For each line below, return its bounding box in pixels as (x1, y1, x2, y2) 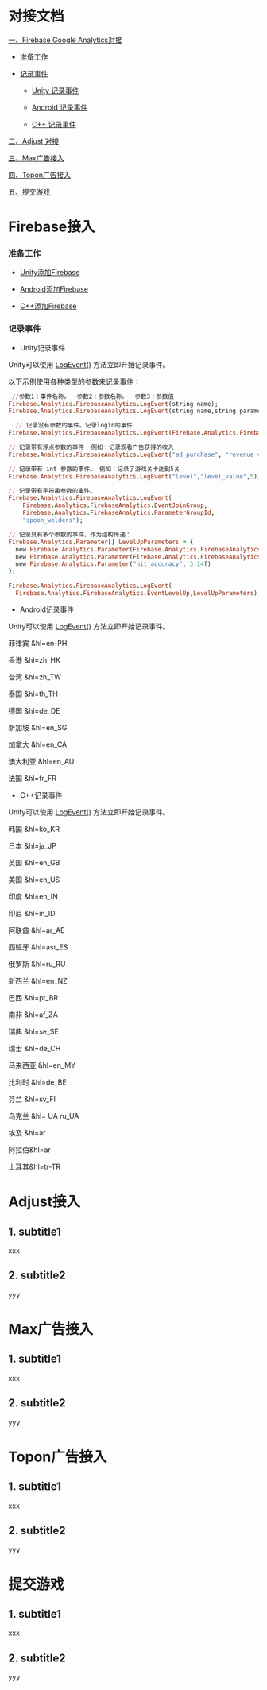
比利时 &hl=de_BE (8, 1077, 68, 1087)
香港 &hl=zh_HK (8, 655, 61, 664)
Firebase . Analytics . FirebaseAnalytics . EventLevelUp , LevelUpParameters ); (15, 590, 261, 597)
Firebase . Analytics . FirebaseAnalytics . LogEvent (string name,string (8, 407, 237, 416)
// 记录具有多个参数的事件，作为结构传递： (8, 530, 132, 539)
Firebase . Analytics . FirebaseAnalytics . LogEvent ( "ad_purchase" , (8, 451, 222, 458)
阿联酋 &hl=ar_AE (8, 925, 65, 934)
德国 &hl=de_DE (8, 706, 60, 715)
